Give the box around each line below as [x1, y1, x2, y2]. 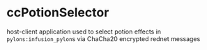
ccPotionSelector [6, 5, 109, 21]
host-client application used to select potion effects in [6, 27, 162, 36]
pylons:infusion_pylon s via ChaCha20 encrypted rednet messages [6, 34, 201, 42]
